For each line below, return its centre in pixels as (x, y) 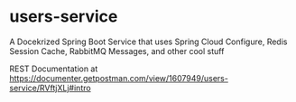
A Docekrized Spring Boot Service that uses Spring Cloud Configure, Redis (148, 42)
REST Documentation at (54, 69)
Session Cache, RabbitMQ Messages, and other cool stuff (117, 51)
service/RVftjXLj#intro (51, 88)
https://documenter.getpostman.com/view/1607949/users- (119, 78)
